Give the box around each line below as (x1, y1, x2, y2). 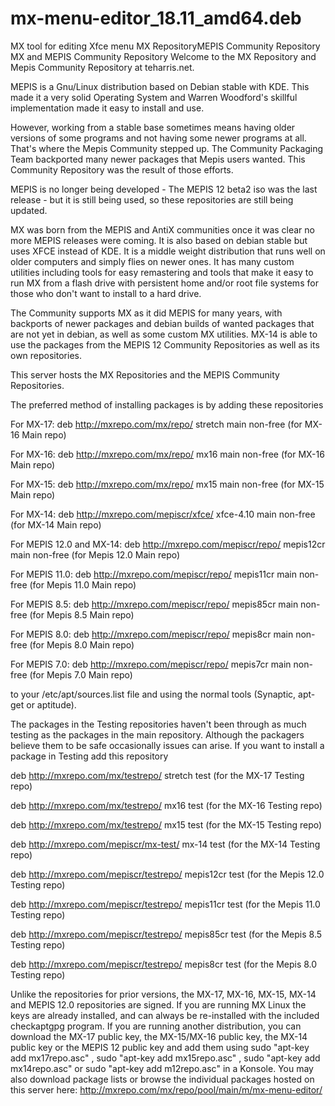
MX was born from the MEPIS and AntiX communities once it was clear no (10, 223, 315, 236)
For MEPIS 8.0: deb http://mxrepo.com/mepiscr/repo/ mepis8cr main (10, 628, 294, 640)
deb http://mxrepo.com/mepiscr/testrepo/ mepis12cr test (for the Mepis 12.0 (10, 868, 325, 880)
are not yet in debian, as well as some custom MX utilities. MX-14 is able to (10, 328, 318, 340)
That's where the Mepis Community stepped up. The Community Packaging (10, 142, 324, 154)
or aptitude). (26, 698, 77, 711)
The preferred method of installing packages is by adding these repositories (10, 398, 324, 411)
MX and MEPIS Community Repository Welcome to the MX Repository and (10, 50, 317, 62)
